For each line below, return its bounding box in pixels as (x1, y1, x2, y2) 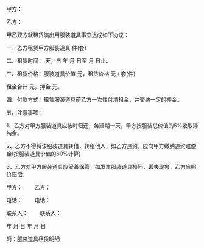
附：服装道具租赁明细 (6, 235, 60, 243)
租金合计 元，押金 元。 (6, 83, 63, 90)
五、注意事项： (6, 109, 44, 116)
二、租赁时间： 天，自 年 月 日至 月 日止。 (6, 57, 111, 64)
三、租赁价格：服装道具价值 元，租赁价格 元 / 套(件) (6, 70, 136, 77)
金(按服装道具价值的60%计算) (6, 150, 81, 157)
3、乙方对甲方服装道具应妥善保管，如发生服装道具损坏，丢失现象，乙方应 (6, 163, 191, 170)
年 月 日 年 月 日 (6, 222, 46, 230)
